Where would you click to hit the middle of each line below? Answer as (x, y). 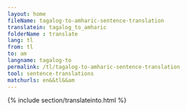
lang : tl (20, 41)
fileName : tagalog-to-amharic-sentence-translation (86, 21)
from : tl (20, 47)
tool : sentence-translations (51, 73)
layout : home (27, 14)
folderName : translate (43, 34)
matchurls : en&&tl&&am (41, 80)
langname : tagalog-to (40, 60)
